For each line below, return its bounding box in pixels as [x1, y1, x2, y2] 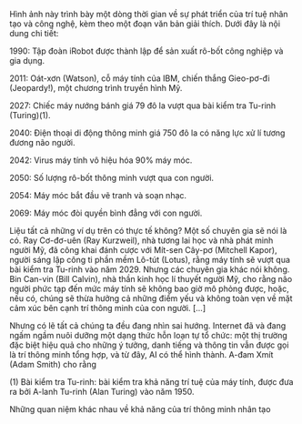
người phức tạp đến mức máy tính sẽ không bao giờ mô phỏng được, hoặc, [9, 283, 289, 294]
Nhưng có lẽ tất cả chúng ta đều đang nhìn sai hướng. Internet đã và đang [9, 320, 287, 331]
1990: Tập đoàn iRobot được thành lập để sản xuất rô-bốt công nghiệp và [9, 45, 284, 56]
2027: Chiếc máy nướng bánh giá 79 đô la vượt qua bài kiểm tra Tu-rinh [9, 100, 277, 111]
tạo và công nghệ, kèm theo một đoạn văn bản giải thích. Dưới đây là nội [9, 18, 280, 29]
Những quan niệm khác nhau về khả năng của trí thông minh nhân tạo [9, 404, 271, 414]
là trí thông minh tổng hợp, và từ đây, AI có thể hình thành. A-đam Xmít [9, 349, 274, 359]
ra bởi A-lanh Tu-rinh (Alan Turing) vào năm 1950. [9, 387, 195, 397]
